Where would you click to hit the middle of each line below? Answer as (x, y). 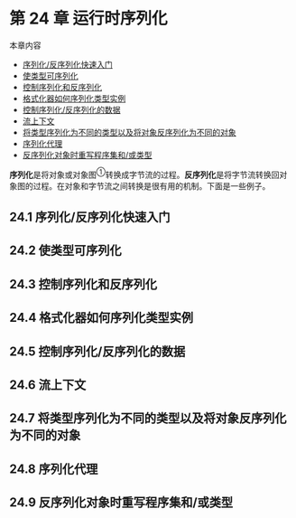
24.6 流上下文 (48, 385)
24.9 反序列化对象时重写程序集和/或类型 (121, 503)
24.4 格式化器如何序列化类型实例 (102, 318)
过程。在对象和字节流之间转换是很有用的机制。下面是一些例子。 (152, 185)
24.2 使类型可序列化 (65, 251)
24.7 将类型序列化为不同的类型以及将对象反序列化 (148, 418)
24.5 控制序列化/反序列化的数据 (97, 351)
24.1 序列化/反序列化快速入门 (90, 217)
